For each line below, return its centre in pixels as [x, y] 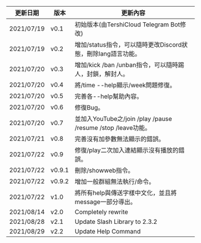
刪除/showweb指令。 [104, 170]
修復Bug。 [89, 107]
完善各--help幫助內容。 [109, 96]
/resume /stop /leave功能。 [113, 128]
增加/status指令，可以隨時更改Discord [128, 45]
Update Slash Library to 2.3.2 [116, 222]
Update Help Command [108, 231]
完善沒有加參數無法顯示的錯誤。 [120, 139]
